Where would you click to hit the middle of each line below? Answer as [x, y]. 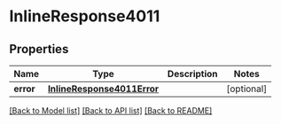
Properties [39, 49]
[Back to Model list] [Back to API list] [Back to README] [111, 111]
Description [193, 74]
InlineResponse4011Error [103, 89]
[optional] [247, 89]
